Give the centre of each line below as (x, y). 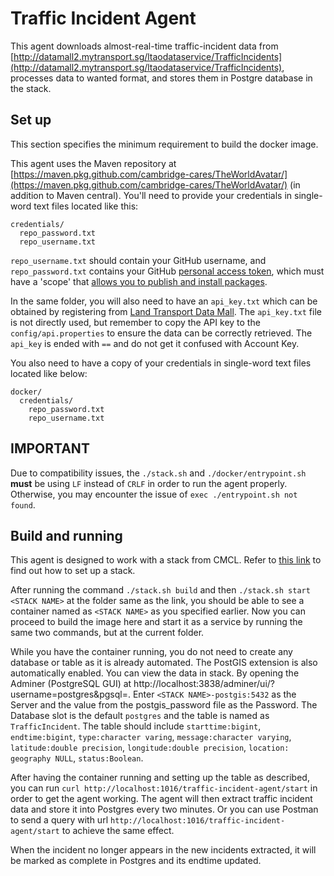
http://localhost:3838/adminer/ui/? (204, 684)
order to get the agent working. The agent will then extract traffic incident (161, 799)
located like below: (49, 373)
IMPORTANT (50, 448)
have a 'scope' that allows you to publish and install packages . (139, 281)
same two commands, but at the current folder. (107, 633)
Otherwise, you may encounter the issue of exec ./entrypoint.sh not (154, 494)
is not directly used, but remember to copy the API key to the (135, 322)
